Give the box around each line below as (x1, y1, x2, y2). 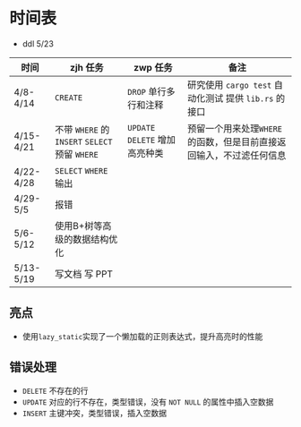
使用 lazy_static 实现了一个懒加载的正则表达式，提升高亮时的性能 (21, 330, 263, 341)
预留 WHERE (55, 148, 99, 160)
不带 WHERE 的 (55, 123, 110, 135)
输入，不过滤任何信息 (196, 149, 287, 161)
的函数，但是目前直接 (187, 135, 278, 148)
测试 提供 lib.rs (205, 91, 274, 104)
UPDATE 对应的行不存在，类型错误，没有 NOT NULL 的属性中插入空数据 (21, 396, 274, 407)
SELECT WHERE (55, 166, 108, 175)
